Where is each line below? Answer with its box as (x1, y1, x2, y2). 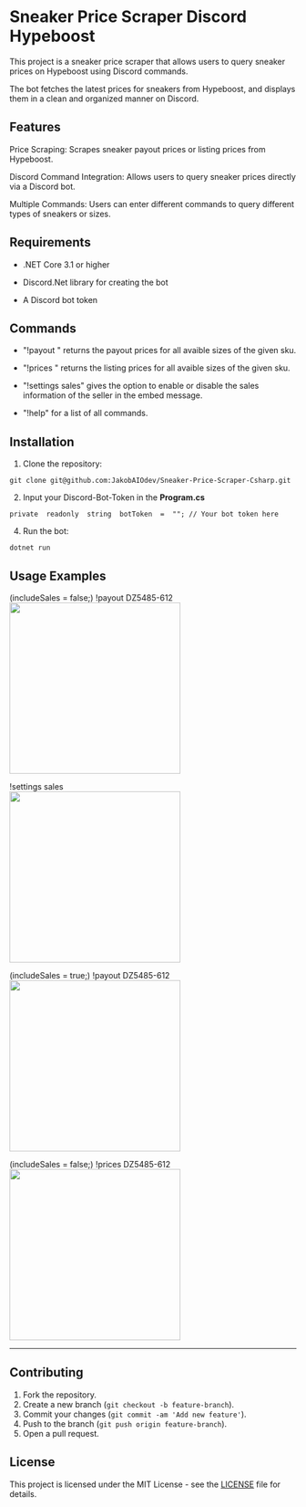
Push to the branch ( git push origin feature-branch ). (22, 1418, 228, 1429)
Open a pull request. (22, 1428, 100, 1439)
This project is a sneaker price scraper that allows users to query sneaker (9, 56, 286, 67)
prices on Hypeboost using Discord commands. (9, 66, 189, 77)
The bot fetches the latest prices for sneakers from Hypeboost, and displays (9, 83, 296, 94)
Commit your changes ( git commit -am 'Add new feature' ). (22, 1408, 248, 1419)
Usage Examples (9, 568, 107, 583)
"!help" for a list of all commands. (22, 408, 148, 419)
